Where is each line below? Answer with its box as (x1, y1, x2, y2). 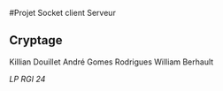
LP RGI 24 (9, 73, 46, 84)
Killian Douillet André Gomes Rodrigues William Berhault (9, 57, 214, 67)
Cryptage (9, 33, 64, 48)
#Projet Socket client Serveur (9, 8, 117, 18)
